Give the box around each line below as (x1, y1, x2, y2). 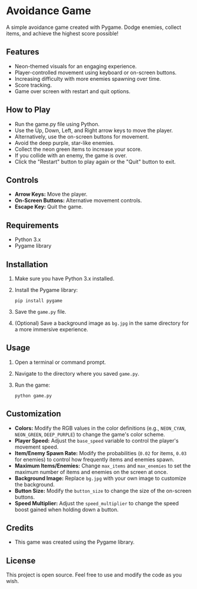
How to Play (6, 105, 51, 115)
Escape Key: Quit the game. (14, 203, 84, 210)
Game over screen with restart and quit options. (14, 87, 131, 95)
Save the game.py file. (14, 308, 66, 315)
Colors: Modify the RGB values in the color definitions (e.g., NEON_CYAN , (14, 425, 186, 432)
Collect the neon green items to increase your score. (14, 146, 142, 153)
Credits (6, 523, 34, 533)
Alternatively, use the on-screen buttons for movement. (14, 133, 149, 140)
